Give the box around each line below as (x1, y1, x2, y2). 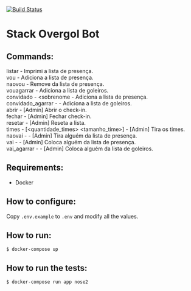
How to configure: (6, 197, 76, 207)
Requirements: (6, 163, 64, 173)
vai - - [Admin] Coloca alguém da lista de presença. (6, 139, 136, 145)
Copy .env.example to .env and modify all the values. (6, 212, 139, 220)
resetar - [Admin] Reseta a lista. (6, 119, 86, 126)
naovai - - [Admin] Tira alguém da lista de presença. (6, 132, 137, 139)
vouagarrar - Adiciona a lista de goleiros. (6, 87, 109, 94)
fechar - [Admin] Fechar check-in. (6, 113, 92, 120)
